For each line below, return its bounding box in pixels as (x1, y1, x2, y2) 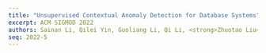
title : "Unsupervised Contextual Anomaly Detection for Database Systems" (8, 11, 260, 19)
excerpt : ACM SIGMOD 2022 (8, 19, 93, 26)
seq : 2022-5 (8, 33, 47, 41)
